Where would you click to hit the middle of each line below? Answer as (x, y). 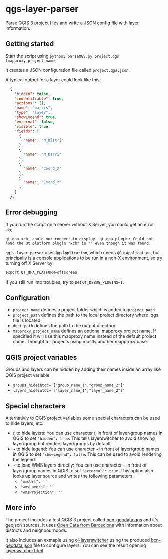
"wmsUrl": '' (34, 482)
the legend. (24, 460)
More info (21, 507)
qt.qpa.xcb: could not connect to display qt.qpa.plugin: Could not (79, 239)
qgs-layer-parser (42, 9)
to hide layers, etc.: (25, 423)
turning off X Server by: (30, 263)
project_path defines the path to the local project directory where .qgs (86, 315)
